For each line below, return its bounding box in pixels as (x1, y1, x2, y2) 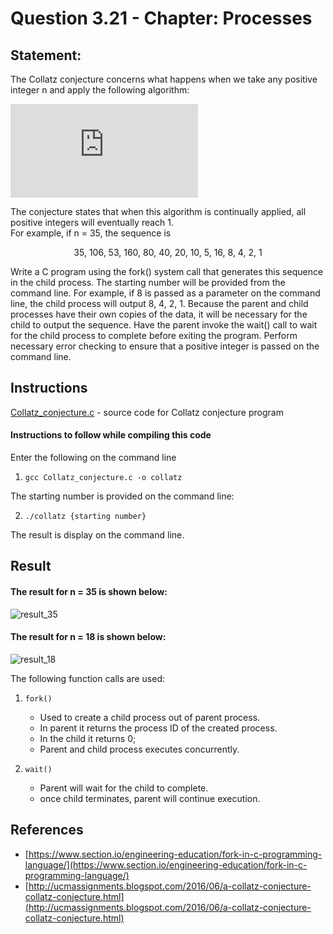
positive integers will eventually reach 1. (10, 217, 175, 228)
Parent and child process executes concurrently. (39, 743, 240, 755)
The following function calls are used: (10, 672, 165, 684)
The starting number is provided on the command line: (10, 490, 235, 502)
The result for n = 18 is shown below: (10, 631, 167, 643)
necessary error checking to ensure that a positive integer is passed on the (10, 340, 320, 352)
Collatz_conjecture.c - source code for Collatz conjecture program (10, 406, 284, 418)
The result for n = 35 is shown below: (10, 586, 168, 597)
